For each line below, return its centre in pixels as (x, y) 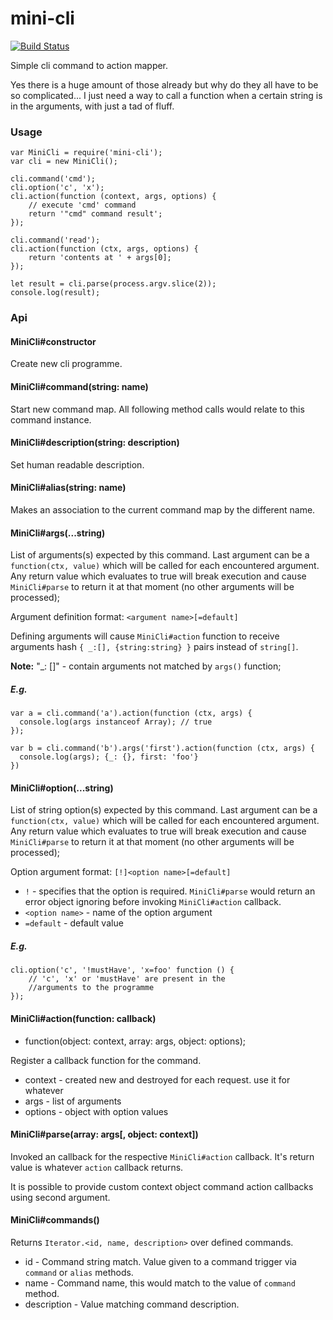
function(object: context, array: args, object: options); (135, 1041)
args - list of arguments (73, 1101)
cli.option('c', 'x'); (57, 188)
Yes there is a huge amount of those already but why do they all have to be (164, 84)
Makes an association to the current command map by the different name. (163, 509)
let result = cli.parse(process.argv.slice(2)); (113, 284)
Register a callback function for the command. (106, 1060)
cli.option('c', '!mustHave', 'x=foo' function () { (122, 970)
